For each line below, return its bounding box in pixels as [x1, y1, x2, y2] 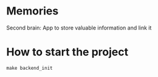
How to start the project [6, 45, 129, 59]
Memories [6, 4, 59, 18]
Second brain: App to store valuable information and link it [6, 24, 152, 31]
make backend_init [6, 65, 53, 71]
